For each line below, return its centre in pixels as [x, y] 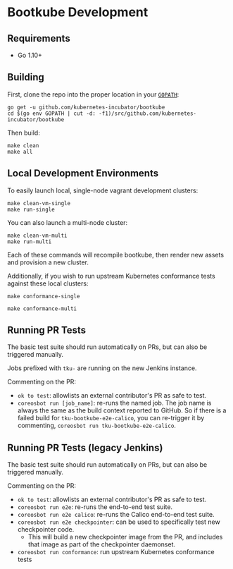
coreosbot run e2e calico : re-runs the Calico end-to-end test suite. [116, 515]
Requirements [39, 38]
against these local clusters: [48, 283]
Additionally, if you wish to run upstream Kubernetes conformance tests [112, 276]
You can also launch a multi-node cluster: [68, 222]
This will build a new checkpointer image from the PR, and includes [125, 537]
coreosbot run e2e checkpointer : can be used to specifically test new [119, 522]
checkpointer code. [46, 530]
